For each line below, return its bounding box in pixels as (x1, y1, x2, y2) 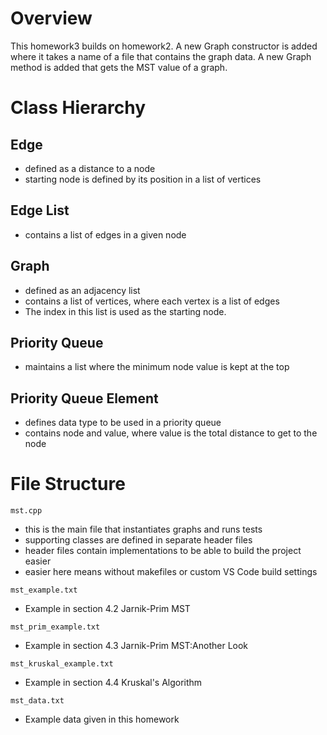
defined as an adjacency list (24, 284, 141, 296)
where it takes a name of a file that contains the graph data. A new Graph (10, 50, 312, 62)
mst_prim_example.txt (10, 622, 101, 632)
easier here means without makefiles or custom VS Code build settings (24, 566, 318, 578)
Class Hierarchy (10, 97, 147, 119)
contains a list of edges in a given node (24, 228, 187, 241)
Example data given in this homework (24, 713, 180, 726)
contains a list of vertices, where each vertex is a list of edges (24, 295, 280, 307)
